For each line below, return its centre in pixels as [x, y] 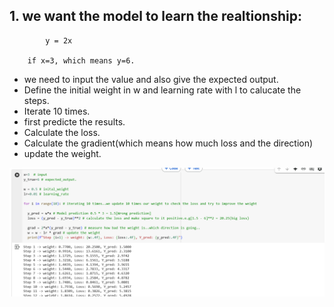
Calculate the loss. [62, 132]
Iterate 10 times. [57, 111]
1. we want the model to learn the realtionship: [155, 16]
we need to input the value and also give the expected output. [151, 79]
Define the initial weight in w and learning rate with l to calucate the [162, 90]
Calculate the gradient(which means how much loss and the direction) [168, 143]
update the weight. [62, 153]
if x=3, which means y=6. [81, 60]
